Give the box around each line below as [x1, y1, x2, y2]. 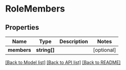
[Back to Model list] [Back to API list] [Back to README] [5, 59, 121, 65]
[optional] [93, 46, 116, 53]
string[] [36, 46, 55, 53]
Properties [5, 23, 39, 32]
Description [59, 38, 88, 45]
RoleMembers [5, 3, 66, 15]
